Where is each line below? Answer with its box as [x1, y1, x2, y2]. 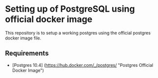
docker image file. [5, 35, 41, 41]
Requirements [5, 49, 49, 58]
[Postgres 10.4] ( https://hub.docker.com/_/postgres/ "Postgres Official [12, 62, 154, 68]
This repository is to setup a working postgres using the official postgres [5, 30, 151, 36]
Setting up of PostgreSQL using [5, 3, 135, 15]
